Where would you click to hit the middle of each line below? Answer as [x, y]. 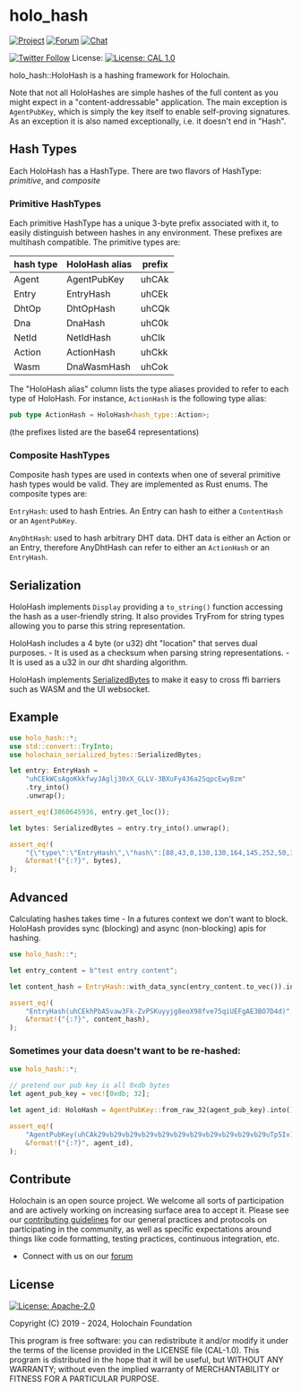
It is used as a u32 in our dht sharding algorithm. [99, 662]
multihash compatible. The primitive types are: [95, 242]
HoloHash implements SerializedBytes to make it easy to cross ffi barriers [145, 680]
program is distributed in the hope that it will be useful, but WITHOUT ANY [146, 1360]
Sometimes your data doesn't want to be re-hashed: [125, 1051]
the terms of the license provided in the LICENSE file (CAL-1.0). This [134, 1351]
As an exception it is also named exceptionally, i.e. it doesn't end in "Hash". [148, 121]
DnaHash [86, 324]
